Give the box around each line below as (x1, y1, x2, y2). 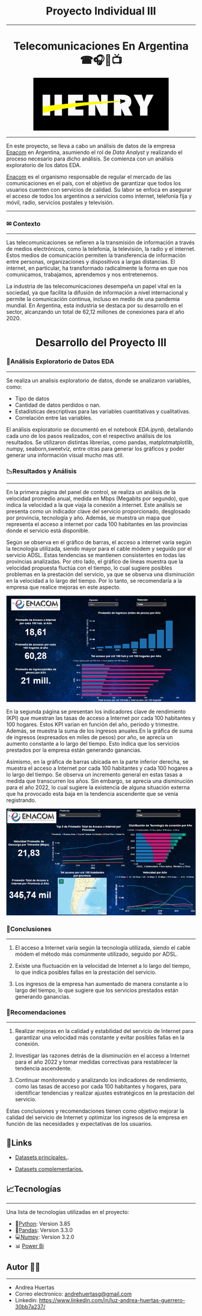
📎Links (6, 1137, 32, 1148)
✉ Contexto (6, 219, 41, 227)
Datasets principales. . (14, 1154, 69, 1161)
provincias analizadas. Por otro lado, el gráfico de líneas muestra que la (6, 558, 183, 565)
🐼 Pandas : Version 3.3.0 (14, 1226, 73, 1233)
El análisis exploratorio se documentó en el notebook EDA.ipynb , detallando (6, 425, 194, 433)
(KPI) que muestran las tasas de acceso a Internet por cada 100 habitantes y (6, 714, 195, 722)
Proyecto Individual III (46, 4, 156, 18)
